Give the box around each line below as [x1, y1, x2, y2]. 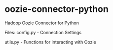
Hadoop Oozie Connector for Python [4, 20, 79, 26]
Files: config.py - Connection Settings [4, 29, 82, 35]
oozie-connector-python [4, 3, 109, 15]
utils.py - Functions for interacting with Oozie [4, 39, 97, 45]
